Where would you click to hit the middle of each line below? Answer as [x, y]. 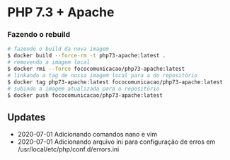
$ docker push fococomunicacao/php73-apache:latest [85, 95]
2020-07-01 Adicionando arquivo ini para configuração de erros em [116, 142]
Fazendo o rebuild [39, 35]
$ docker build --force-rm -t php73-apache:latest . [87, 56]
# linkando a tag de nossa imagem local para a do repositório [103, 75]
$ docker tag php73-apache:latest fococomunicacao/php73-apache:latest [115, 82]
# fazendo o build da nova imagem [58, 49]
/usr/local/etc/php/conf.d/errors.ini [68, 149]
